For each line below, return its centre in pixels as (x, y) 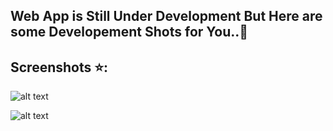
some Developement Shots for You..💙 (129, 32)
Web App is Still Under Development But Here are (166, 16)
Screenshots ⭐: (59, 67)
